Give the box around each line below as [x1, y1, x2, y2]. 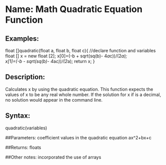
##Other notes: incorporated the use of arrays [5, 154, 101, 160]
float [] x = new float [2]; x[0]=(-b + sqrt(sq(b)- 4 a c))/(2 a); [5, 53, 127, 59]
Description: [5, 73, 45, 81]
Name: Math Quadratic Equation [5, 4, 143, 15]
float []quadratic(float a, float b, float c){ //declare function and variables [5, 48, 156, 53]
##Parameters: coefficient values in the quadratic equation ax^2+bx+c [5, 134, 152, 140]
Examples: [5, 34, 39, 43]
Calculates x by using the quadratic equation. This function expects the [5, 86, 153, 92]
